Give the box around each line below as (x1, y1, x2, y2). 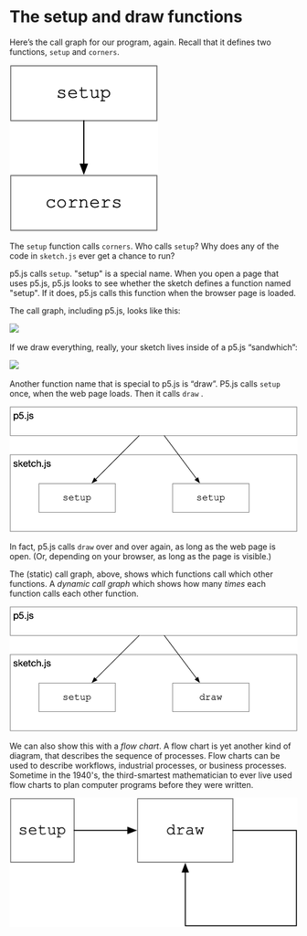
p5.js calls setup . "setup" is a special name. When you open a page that (9, 268, 279, 279)
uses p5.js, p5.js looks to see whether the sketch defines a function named (9, 277, 291, 289)
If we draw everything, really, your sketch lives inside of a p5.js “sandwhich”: (9, 341, 298, 353)
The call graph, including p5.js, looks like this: (9, 304, 181, 316)
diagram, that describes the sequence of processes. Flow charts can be (9, 750, 281, 761)
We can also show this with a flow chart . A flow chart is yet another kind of (9, 740, 291, 751)
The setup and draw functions (9, 6, 243, 27)
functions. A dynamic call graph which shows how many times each (9, 578, 267, 589)
